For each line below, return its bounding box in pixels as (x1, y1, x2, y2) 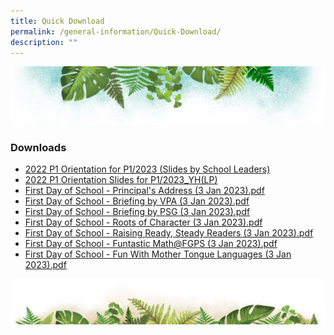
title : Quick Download (10, 16, 105, 26)
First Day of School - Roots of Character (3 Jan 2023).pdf (24, 216, 263, 229)
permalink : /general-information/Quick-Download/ (10, 26, 222, 37)
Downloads (10, 140, 67, 154)
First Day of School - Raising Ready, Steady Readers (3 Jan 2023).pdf (24, 227, 314, 239)
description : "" (10, 37, 78, 47)
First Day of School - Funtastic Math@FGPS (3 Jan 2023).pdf (24, 238, 278, 250)
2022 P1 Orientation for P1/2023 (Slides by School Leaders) (24, 163, 271, 175)
